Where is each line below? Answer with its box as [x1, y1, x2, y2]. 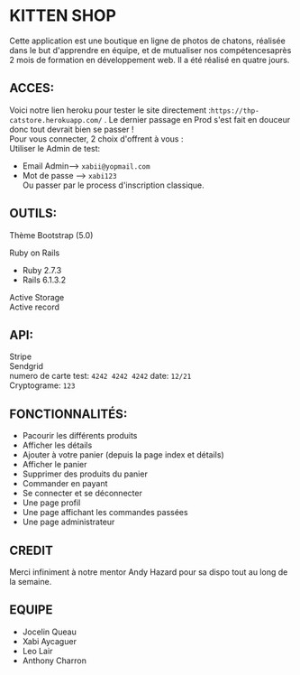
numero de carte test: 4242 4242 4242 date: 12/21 [9, 371, 192, 382]
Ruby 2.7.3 [22, 264, 62, 275]
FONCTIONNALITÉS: [9, 406, 128, 421]
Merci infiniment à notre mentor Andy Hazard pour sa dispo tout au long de [9, 567, 288, 578]
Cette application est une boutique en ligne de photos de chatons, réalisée [9, 35, 286, 46]
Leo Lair [22, 645, 53, 656]
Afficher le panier [22, 459, 87, 470]
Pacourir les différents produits [22, 430, 138, 441]
